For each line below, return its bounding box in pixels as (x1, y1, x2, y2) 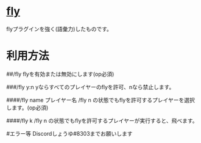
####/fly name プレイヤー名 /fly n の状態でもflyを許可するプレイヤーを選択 (6, 96, 195, 103)
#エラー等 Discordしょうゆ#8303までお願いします (6, 130, 133, 137)
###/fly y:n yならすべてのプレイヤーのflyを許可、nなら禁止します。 (6, 83, 175, 90)
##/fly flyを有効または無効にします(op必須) (6, 70, 115, 78)
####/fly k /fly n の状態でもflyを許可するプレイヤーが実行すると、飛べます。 (6, 117, 198, 124)
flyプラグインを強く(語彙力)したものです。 (6, 25, 113, 32)
